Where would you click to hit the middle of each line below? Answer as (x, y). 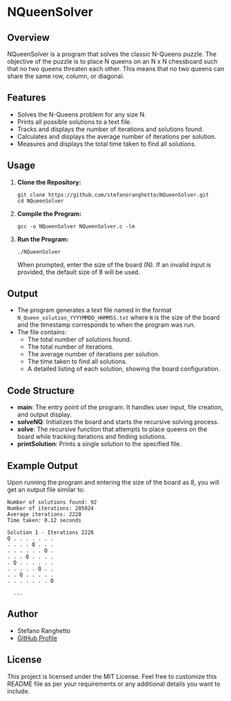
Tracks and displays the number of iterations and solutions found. (110, 129)
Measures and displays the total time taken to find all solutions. (107, 144)
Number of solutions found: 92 (52, 502)
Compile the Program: (49, 213)
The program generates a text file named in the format (94, 310)
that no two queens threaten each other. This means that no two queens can (116, 69)
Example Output (42, 466)
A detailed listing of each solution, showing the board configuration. (124, 369)
